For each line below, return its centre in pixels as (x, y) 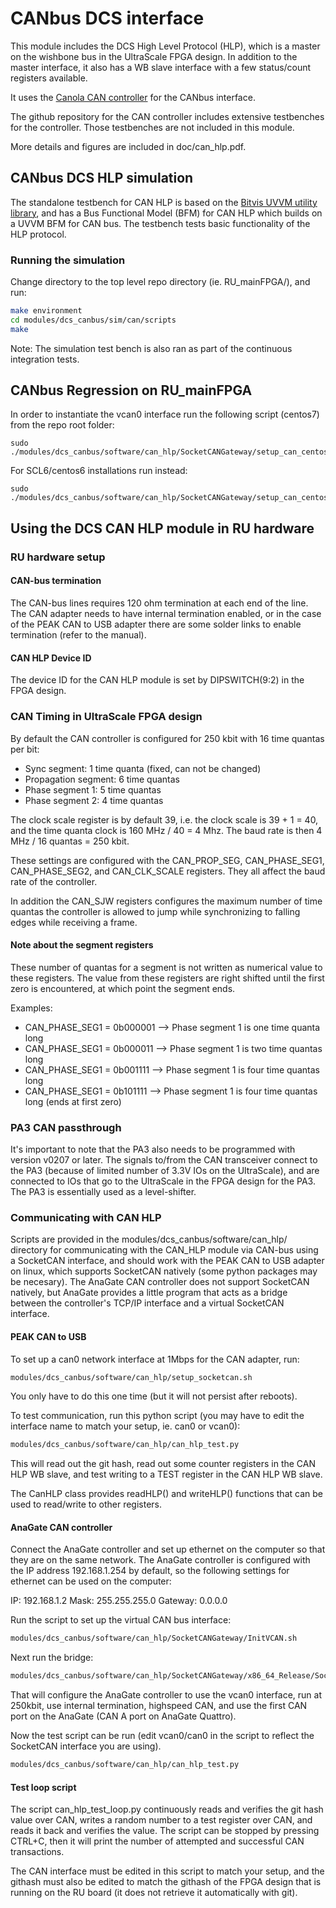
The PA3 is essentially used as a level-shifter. (103, 1191)
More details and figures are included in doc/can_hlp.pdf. (128, 146)
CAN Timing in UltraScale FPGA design (106, 717)
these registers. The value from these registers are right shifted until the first (167, 978)
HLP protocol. (38, 234)
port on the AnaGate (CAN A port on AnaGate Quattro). (123, 1716)
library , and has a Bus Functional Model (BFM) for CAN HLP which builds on (166, 213)
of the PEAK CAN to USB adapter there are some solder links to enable (156, 624)
